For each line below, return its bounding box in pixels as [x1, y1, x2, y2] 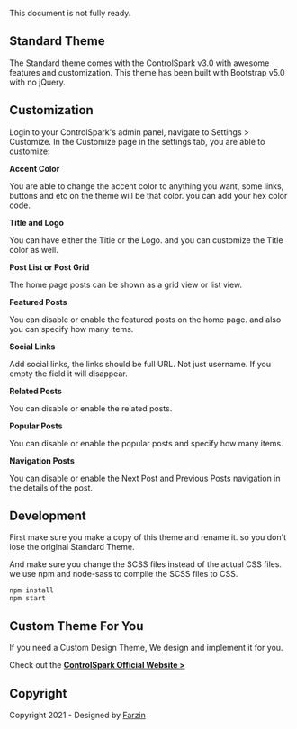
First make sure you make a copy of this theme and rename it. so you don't [9, 532, 287, 543]
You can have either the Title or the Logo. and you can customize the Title [9, 234, 283, 246]
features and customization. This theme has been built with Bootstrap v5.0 [9, 67, 285, 77]
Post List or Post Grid [9, 261, 90, 273]
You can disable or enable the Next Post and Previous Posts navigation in [9, 472, 281, 483]
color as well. [9, 244, 58, 255]
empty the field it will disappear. [9, 368, 128, 379]
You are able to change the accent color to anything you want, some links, [9, 180, 284, 192]
